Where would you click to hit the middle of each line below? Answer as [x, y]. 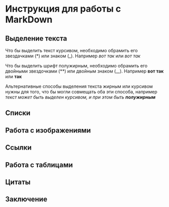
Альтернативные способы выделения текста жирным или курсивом [79, 86]
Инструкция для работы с [63, 9]
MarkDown [29, 20]
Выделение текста [36, 38]
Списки [18, 113]
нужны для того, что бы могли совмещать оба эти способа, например [81, 92]
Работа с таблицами [39, 165]
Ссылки [18, 148]
